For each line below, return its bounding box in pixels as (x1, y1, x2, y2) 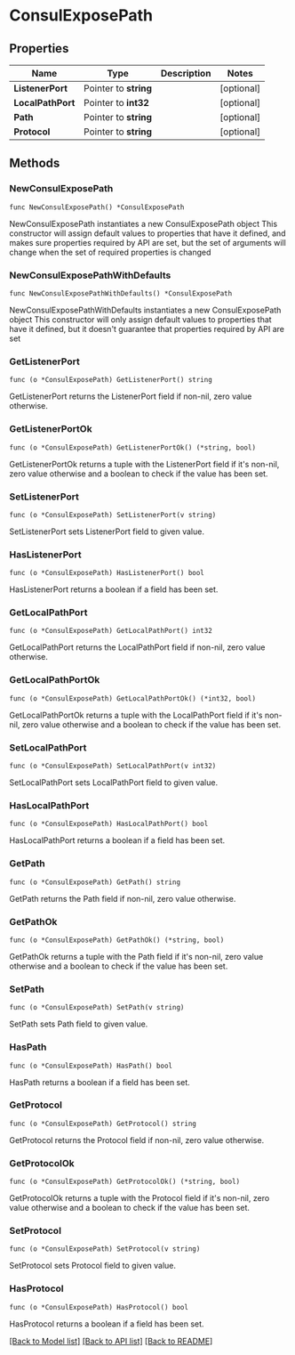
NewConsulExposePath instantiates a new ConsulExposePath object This (9, 218, 278, 229)
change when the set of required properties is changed (9, 247, 211, 257)
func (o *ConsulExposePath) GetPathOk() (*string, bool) (9, 936, 225, 945)
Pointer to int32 (84, 97, 149, 109)
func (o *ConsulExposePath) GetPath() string (9, 878, 180, 887)
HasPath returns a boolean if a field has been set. (9, 1076, 191, 1087)
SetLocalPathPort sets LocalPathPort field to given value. (9, 777, 219, 788)
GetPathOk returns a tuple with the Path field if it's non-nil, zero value (9, 951, 264, 961)
